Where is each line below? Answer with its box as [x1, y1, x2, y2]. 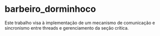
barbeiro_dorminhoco [4, 3, 96, 15]
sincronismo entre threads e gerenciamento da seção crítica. [4, 25, 129, 31]
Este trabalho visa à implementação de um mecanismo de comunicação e [4, 20, 156, 26]
